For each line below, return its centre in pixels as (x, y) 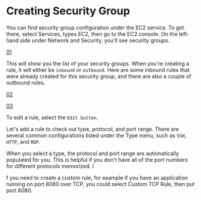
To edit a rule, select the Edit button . (52, 117)
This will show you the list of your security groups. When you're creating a (98, 63)
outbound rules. (26, 83)
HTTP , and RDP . (23, 141)
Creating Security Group (68, 11)
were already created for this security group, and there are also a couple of (99, 76)
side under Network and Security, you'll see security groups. (95, 40)
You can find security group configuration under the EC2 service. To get (95, 28)
